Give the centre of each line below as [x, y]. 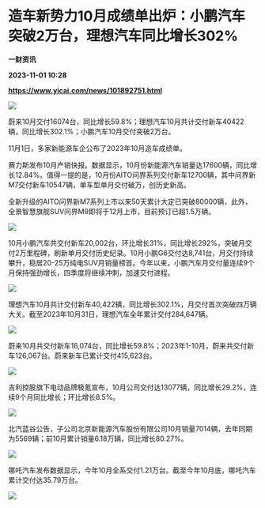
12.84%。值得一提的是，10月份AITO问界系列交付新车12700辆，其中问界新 [135, 175]
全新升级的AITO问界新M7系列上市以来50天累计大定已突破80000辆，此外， [130, 201]
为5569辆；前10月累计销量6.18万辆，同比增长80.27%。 [98, 438]
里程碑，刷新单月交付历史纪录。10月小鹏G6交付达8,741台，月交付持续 [140, 253]
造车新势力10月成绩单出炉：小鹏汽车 [127, 16]
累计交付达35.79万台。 [45, 480]
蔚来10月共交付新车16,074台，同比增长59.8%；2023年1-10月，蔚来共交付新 [131, 345]
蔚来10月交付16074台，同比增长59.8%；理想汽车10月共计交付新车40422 [126, 121]
